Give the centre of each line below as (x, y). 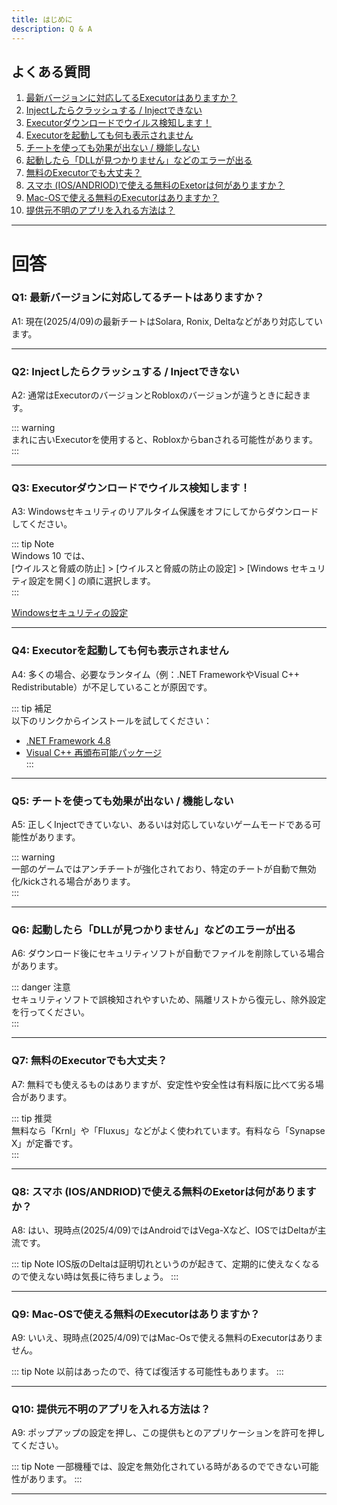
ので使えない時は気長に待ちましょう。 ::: (95, 1276)
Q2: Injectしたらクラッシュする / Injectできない (125, 371)
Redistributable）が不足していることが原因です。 (112, 687)
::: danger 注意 (41, 987)
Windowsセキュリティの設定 (70, 613)
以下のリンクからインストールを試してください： (112, 720)
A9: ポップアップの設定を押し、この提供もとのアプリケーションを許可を (159, 1433)
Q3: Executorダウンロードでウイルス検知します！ (131, 488)
